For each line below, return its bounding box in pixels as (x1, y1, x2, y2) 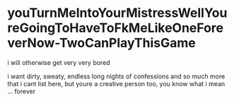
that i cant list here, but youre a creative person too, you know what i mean (7, 79, 226, 88)
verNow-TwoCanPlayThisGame (7, 35, 196, 51)
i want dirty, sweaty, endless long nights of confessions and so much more (7, 72, 226, 81)
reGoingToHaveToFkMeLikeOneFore (7, 20, 224, 36)
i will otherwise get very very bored (7, 58, 111, 66)
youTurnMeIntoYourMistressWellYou (7, 5, 228, 21)
